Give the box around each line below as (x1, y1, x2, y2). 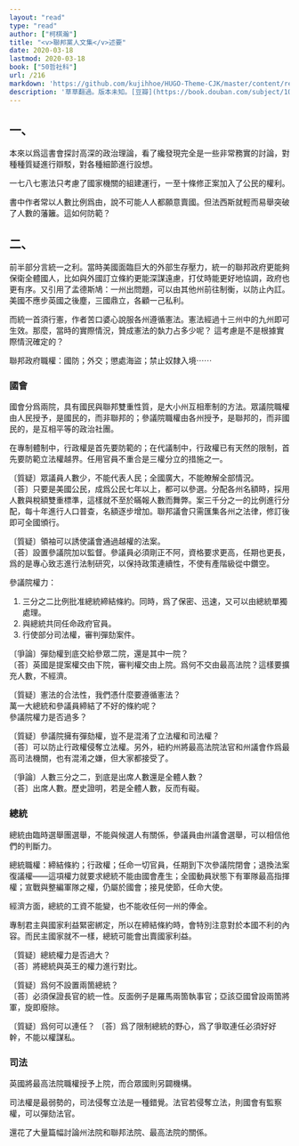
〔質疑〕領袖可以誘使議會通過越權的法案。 (9, 536, 166, 547)
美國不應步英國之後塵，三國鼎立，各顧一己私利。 (9, 295, 189, 306)
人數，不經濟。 (16, 671, 72, 682)
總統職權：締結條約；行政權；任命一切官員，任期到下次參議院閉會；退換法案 (9, 859, 290, 870)
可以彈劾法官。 (24, 1109, 80, 1119)
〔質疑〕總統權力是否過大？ (9, 949, 111, 960)
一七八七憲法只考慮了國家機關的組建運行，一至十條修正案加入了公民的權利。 (9, 178, 290, 189)
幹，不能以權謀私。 (9, 1031, 80, 1042)
